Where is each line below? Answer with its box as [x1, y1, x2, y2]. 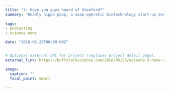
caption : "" [10, 71, 35, 76]
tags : [5, 21, 17, 26]
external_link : [5, 57, 37, 62]
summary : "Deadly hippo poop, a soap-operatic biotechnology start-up [5, 12, 156, 17]
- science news [5, 30, 37, 35]
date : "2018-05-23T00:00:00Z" [5, 39, 69, 45]
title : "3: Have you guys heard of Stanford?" [5, 7, 105, 12]
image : [5, 66, 19, 71]
